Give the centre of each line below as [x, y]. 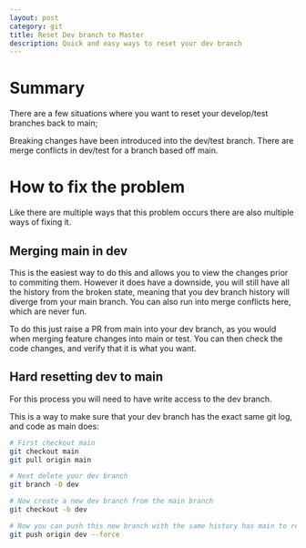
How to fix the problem [97, 187]
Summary [47, 88]
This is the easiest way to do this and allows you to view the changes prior [149, 272]
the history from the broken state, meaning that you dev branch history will [149, 291]
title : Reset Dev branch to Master [77, 35]
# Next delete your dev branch [69, 476]
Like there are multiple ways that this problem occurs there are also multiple [152, 213]
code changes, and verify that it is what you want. [103, 348]
